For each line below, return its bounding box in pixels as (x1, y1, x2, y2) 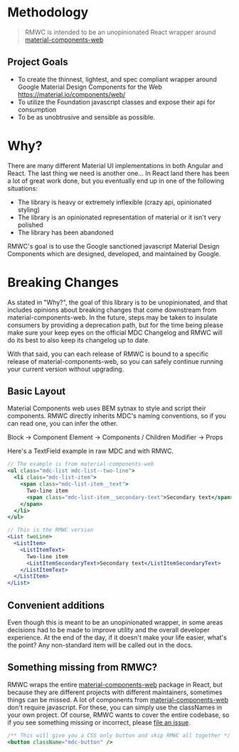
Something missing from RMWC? (7, 662, 158, 674)
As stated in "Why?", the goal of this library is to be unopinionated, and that (7, 298, 228, 306)
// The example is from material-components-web (7, 461, 154, 468)
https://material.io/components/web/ (17, 90, 126, 98)
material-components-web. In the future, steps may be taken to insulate (7, 313, 218, 321)
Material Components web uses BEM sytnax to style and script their (7, 404, 206, 413)
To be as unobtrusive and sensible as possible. (17, 113, 155, 121)
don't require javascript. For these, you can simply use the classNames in (7, 703, 223, 711)
